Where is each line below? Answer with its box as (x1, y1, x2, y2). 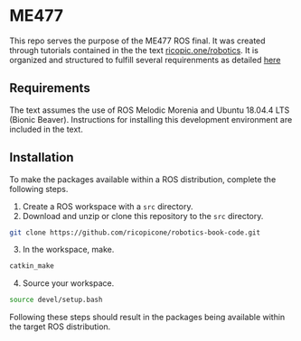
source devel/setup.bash (9, 295, 103, 305)
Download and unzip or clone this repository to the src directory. (22, 210, 264, 221)
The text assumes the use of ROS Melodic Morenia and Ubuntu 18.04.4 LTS (9, 105, 290, 115)
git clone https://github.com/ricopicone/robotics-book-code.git (9, 227, 260, 237)
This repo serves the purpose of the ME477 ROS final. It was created (9, 35, 266, 46)
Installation (9, 150, 74, 165)
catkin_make (9, 262, 54, 271)
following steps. (9, 183, 69, 194)
